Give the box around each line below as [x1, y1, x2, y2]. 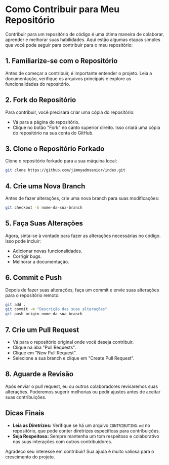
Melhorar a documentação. [12, 258, 69, 264]
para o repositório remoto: [5, 292, 60, 298]
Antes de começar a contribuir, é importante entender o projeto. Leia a [5, 70, 152, 76]
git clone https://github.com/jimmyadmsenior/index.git [5, 168, 125, 173]
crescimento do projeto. [5, 453, 55, 460]
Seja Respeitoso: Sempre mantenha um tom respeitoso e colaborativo [12, 433, 159, 439]
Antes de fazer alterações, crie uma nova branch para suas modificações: [5, 195, 159, 202]
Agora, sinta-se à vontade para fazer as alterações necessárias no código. [5, 233, 161, 239]
